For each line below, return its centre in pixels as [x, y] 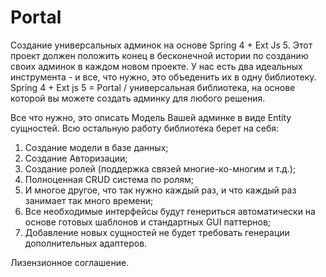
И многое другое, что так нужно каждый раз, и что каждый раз [160, 190]
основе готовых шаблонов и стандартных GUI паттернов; [148, 222]
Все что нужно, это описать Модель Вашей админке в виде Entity [151, 117]
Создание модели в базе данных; [96, 147]
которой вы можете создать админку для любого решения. [138, 98]
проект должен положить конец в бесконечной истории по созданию [159, 55]
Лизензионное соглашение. [70, 262]
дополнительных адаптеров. [86, 243]
